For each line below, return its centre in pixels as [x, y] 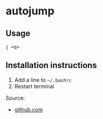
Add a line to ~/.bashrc [43, 80]
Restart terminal [34, 86]
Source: [15, 98]
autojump [30, 11]
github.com [29, 109]
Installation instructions [51, 65]
